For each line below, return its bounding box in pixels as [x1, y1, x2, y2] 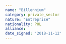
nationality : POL [5, 21, 42, 27]
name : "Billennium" [5, 7, 46, 13]
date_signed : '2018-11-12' [5, 31, 62, 36]
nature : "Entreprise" [5, 17, 51, 22]
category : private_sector [5, 12, 59, 17]
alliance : [5, 26, 26, 31]
